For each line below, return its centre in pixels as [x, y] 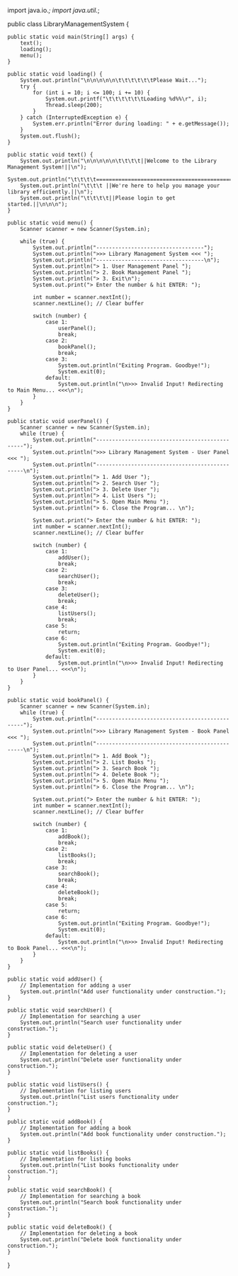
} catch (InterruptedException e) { [74, 118]
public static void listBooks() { [58, 1153]
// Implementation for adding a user [76, 986]
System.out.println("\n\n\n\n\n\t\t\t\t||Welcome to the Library [119, 161]
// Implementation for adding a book [76, 1128]
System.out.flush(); [50, 136]
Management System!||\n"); [47, 167]
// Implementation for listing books [76, 1159]
